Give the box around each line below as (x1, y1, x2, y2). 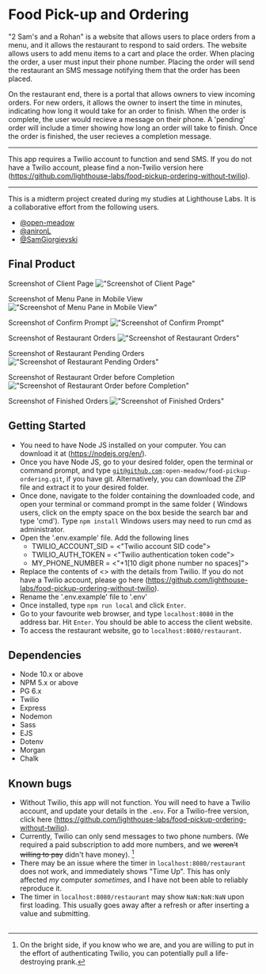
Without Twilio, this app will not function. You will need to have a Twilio (19, 798, 251, 807)
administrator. (19, 524, 65, 534)
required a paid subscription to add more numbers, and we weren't (19, 840, 239, 849)
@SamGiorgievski (19, 234, 78, 243)
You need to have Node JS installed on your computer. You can (19, 440, 226, 450)
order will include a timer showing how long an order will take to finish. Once (8, 123, 257, 132)
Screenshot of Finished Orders (8, 396, 108, 405)
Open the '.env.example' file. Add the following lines (19, 533, 189, 543)
